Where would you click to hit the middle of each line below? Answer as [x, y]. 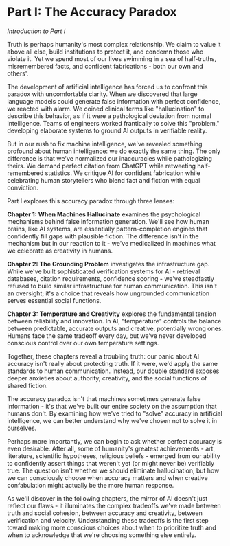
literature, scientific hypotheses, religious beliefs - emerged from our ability [114, 456]
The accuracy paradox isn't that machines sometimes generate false [104, 398]
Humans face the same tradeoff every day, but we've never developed [107, 335]
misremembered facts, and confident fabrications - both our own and [105, 66]
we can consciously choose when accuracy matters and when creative [107, 477]
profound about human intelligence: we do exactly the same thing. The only [114, 151]
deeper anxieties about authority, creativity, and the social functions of [107, 378]
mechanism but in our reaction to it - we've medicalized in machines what [112, 243]
